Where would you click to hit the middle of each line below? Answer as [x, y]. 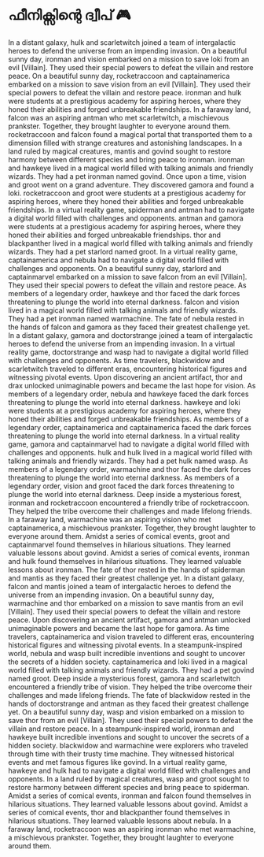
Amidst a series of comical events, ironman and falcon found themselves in [130, 796]
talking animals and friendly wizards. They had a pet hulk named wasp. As [128, 461]
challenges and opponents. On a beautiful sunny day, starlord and [115, 268]
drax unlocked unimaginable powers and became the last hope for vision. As [132, 385]
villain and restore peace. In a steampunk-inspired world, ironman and [121, 729]
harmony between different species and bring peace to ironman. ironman [126, 159]
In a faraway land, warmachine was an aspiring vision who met [110, 519]
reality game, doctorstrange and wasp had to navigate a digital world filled [128, 352]
